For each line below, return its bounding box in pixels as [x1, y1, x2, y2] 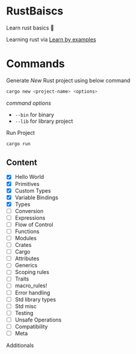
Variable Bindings [14, 194, 59, 201]
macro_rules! [14, 282, 47, 290]
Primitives [14, 180, 40, 187]
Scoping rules [14, 269, 50, 276]
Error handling [14, 289, 50, 296]
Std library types [14, 296, 56, 303]
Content [6, 158, 38, 168]
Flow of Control [14, 221, 53, 228]
